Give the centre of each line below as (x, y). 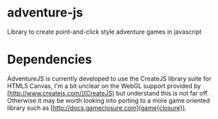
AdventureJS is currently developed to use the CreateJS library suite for (109, 78)
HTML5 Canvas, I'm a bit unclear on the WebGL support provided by (104, 86)
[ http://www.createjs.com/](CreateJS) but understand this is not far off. (108, 93)
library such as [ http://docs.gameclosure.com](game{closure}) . (97, 107)
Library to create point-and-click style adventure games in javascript (104, 32)
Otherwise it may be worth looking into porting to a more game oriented (109, 100)
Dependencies (50, 60)
